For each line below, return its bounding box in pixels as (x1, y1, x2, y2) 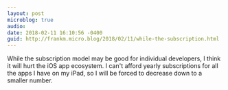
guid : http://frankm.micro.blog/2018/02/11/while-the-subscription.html (7, 36, 220, 43)
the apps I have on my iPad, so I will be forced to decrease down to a (7, 69, 203, 78)
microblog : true (7, 16, 54, 23)
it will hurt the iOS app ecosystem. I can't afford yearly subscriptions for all (7, 62, 218, 70)
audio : (7, 23, 26, 30)
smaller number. (7, 76, 53, 85)
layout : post (7, 10, 45, 17)
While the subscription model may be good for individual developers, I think (7, 54, 221, 63)
